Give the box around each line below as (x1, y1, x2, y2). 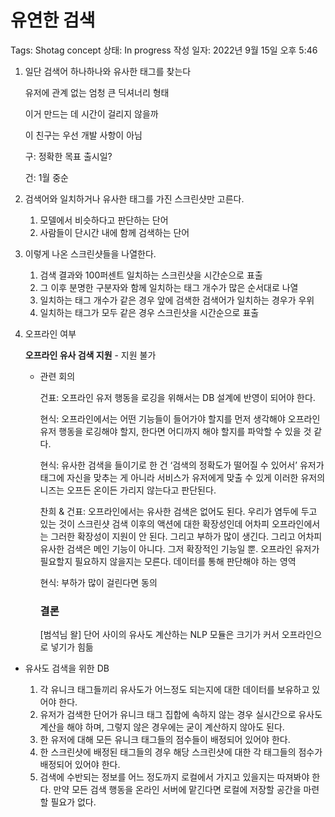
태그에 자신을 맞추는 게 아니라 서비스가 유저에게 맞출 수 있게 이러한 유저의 (39, 471, 326, 483)
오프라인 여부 (24, 327, 77, 340)
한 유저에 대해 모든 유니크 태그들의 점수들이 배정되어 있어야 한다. (39, 734, 291, 746)
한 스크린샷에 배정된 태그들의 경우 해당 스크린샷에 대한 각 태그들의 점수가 (39, 746, 323, 758)
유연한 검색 (10, 9, 96, 32)
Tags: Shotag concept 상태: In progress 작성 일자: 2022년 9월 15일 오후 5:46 (10, 44, 318, 56)
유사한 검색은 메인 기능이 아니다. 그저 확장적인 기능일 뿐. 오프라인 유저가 (39, 542, 320, 555)
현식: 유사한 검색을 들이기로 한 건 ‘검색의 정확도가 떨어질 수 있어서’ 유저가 (39, 459, 325, 471)
